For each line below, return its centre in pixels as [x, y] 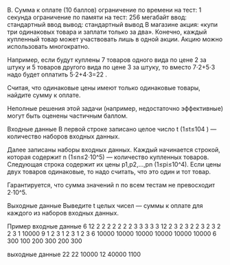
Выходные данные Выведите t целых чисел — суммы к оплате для [105, 205]
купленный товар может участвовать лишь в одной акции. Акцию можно [115, 39]
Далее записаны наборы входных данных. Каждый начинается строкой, [114, 150]
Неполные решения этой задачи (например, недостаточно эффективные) [115, 108]
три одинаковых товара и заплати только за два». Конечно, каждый [107, 32]
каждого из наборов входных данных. [63, 213]
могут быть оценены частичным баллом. [68, 116]
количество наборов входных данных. [64, 136]
